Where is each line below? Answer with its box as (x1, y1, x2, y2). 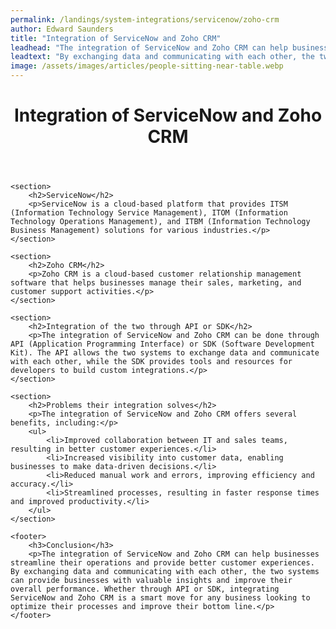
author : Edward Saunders (10, 24, 114, 34)
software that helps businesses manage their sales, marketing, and (10, 278, 302, 288)
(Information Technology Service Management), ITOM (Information (10, 208, 288, 218)
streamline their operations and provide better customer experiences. (10, 558, 315, 568)
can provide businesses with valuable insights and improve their (10, 576, 293, 586)
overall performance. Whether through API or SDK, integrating (10, 584, 280, 595)
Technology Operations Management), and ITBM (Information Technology (10, 217, 311, 227)
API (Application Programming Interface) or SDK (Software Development (10, 339, 315, 350)
